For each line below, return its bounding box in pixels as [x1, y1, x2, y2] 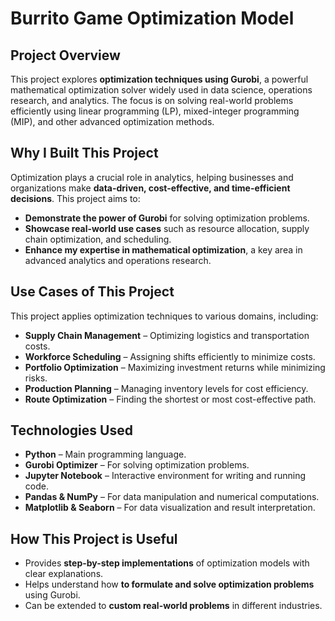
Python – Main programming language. [24, 448, 187, 461]
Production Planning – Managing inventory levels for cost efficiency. [24, 382, 309, 394]
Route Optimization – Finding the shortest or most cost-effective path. [24, 393, 317, 405]
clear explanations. [24, 568, 104, 580]
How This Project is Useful [10, 530, 178, 547]
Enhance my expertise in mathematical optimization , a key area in [24, 243, 303, 256]
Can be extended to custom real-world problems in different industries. [24, 600, 323, 612]
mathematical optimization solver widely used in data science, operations [10, 84, 313, 96]
